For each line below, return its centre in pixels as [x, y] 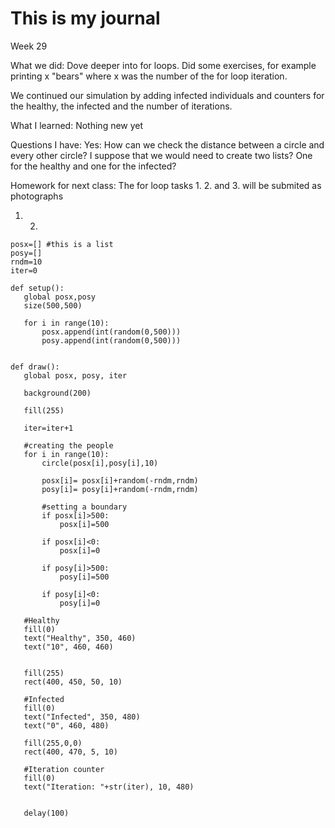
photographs [37, 196]
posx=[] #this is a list [62, 244]
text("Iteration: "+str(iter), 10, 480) [109, 787]
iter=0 [24, 270]
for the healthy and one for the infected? [93, 166]
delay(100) [46, 813]
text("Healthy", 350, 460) [80, 638]
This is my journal [85, 18]
